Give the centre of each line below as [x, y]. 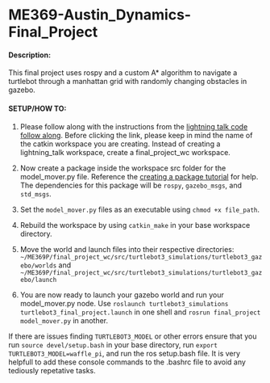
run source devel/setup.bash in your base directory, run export [113, 344]
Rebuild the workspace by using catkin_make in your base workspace [135, 225]
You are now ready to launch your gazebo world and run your [122, 295]
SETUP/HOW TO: [37, 108]
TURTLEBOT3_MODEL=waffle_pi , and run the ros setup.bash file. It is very [124, 353]
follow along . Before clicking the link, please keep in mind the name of [136, 135]
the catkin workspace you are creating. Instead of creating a [120, 144]
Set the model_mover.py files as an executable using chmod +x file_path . [140, 209]
